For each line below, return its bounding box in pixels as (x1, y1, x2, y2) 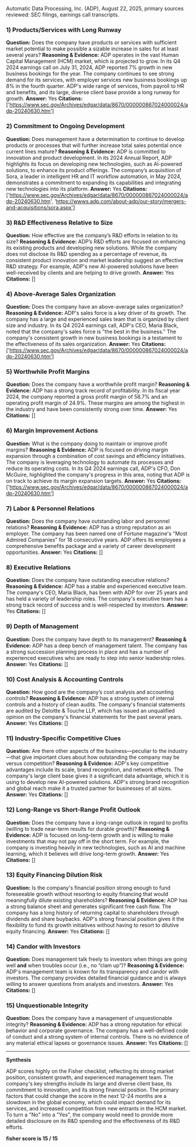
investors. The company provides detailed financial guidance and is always (6, 974, 187, 981)
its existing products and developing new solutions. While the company (6, 244, 177, 251)
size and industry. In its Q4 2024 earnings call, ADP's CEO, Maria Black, (6, 322, 179, 329)
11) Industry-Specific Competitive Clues (6, 734, 121, 742)
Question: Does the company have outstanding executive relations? (6, 577, 170, 584)
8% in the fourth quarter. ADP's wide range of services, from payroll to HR (6, 83, 185, 90)
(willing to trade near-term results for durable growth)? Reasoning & (6, 825, 170, 832)
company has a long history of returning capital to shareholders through (6, 909, 179, 916)
